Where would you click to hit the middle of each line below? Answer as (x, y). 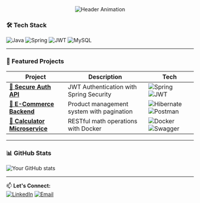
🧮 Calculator (27, 121)
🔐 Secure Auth (30, 87)
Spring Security (90, 94)
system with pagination (100, 111)
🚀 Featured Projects (35, 61)
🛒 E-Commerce (32, 104)
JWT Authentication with (102, 87)
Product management (98, 104)
